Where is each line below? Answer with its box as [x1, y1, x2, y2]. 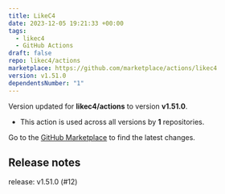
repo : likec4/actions [8, 57, 81, 65]
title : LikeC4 [8, 11, 56, 20]
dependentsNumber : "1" [8, 79, 84, 87]
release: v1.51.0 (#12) [8, 177, 78, 187]
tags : [8, 27, 27, 35]
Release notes [8, 155, 81, 169]
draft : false [8, 49, 52, 57]
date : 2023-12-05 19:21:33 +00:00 [8, 19, 125, 27]
